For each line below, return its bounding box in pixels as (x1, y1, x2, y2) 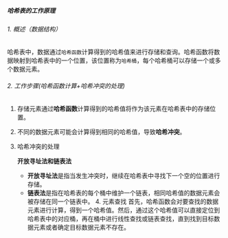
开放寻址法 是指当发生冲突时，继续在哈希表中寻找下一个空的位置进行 (27, 171, 220, 180)
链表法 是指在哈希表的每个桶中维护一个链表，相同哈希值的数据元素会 (27, 188, 220, 197)
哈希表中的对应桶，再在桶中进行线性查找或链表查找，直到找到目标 (27, 214, 214, 223)
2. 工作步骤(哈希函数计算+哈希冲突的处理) (7, 82, 125, 90)
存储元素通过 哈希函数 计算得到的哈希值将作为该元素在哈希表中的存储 (16, 104, 210, 113)
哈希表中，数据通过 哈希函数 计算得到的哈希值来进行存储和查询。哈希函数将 (7, 47, 214, 56)
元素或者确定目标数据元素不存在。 (33, 223, 130, 231)
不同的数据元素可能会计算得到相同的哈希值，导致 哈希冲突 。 (16, 127, 186, 136)
